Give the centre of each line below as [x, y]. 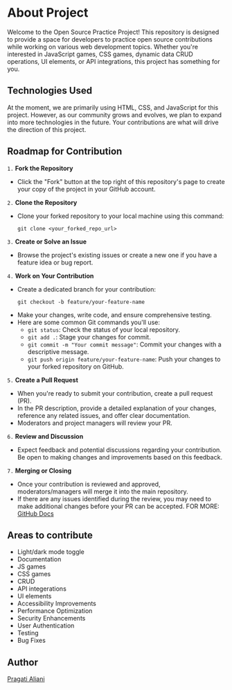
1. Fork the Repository [40, 168]
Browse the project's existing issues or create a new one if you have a [117, 255]
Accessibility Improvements [57, 604]
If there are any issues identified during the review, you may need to [114, 498]
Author [23, 662]
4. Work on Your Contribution [51, 276]
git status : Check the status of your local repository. [104, 329]
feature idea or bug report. [55, 262]
